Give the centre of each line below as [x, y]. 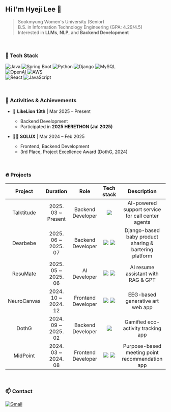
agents [142, 222]
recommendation [142, 359]
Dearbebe [24, 243]
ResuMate [24, 274]
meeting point [142, 352]
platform [142, 256]
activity [132, 328]
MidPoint [24, 356]
